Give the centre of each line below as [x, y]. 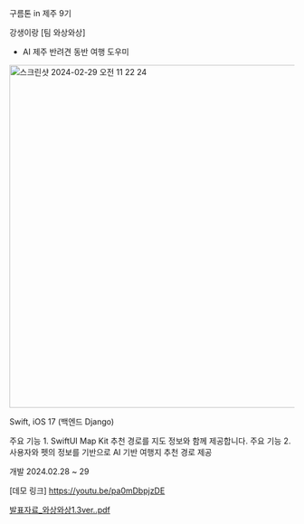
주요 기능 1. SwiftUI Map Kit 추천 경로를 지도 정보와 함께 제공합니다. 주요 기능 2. [150, 441]
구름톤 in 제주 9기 [41, 13]
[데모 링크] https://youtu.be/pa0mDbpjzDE [87, 491]
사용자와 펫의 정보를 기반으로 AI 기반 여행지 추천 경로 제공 [111, 452]
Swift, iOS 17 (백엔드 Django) [62, 422]
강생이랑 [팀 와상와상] [47, 33]
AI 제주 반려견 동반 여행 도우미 [76, 52]
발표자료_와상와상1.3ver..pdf [60, 510]
